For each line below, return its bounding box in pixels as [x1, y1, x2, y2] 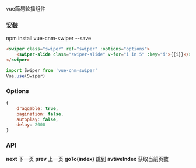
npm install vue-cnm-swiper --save [6, 35, 92, 42]
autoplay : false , [16, 116, 59, 122]
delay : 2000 [16, 122, 45, 128]
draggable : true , [16, 105, 59, 111]
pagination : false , [16, 111, 64, 117]
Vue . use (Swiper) [6, 73, 45, 79]
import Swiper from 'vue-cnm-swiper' [6, 67, 98, 73]
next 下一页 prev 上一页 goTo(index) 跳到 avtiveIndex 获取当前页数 [6, 155, 169, 162]
